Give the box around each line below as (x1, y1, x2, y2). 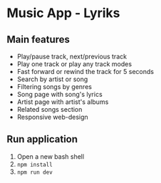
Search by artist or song (16, 75, 88, 83)
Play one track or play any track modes (16, 60, 133, 68)
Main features (6, 33, 71, 46)
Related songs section (16, 105, 83, 113)
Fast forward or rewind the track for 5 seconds (16, 68, 155, 75)
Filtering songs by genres (16, 83, 92, 90)
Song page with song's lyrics (16, 90, 103, 98)
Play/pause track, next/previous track (16, 52, 128, 61)
